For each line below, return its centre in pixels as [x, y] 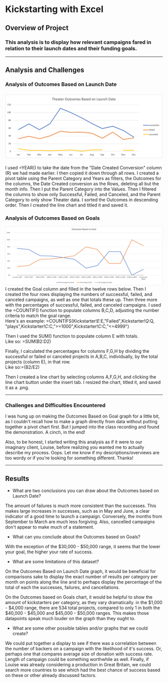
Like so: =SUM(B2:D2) [28, 341]
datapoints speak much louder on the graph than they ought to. [70, 619]
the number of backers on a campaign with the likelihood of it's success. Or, [84, 649]
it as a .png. [17, 387]
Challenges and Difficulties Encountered [55, 405]
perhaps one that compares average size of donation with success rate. [79, 654]
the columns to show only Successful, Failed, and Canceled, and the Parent [83, 194]
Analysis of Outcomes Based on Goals [52, 218]
